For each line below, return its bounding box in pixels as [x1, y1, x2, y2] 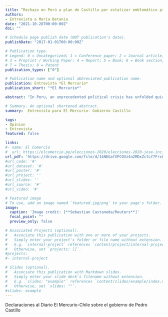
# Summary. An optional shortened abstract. [5, 103, 99, 108]
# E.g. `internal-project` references [5, 242, 91, 247]
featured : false [5, 131, 39, 136]
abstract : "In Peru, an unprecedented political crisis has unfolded [5, 94, 153, 99]
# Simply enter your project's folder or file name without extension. [5, 237, 162, 242]
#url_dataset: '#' [5, 163, 43, 168]
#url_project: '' [5, 173, 41, 178]
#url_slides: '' [5, 177, 39, 182]
